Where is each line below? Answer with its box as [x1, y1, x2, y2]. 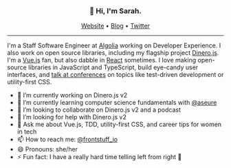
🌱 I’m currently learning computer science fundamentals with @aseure [16, 99, 217, 107]
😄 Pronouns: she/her [16, 145, 78, 154]
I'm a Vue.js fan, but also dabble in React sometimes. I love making [7, 56, 197, 64]
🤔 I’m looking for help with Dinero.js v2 [16, 113, 127, 121]
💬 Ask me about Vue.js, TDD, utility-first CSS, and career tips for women [16, 120, 222, 129]
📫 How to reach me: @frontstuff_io [16, 135, 118, 143]
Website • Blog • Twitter [81, 22, 150, 30]
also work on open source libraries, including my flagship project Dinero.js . [7, 49, 219, 57]
